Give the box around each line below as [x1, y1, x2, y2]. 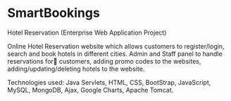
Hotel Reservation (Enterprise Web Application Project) [7, 28, 167, 37]
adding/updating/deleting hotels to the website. [7, 64, 145, 73]
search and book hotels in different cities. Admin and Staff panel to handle [7, 49, 223, 58]
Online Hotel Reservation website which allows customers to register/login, [7, 42, 225, 50]
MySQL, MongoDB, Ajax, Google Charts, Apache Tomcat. [7, 85, 174, 94]
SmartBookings [7, 5, 100, 21]
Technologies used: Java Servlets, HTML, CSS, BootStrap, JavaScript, [7, 78, 211, 86]
